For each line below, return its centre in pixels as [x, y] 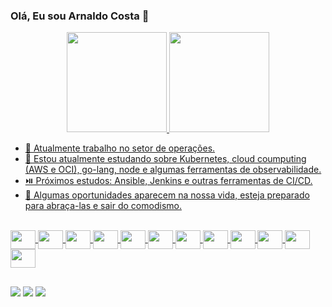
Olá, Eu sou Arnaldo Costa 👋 [80, 16]
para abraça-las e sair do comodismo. [103, 206]
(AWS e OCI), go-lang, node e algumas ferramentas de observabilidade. [173, 170]
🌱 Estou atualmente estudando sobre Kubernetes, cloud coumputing [165, 159]
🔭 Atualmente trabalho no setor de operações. [120, 148]
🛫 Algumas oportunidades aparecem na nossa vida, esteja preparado [167, 195]
